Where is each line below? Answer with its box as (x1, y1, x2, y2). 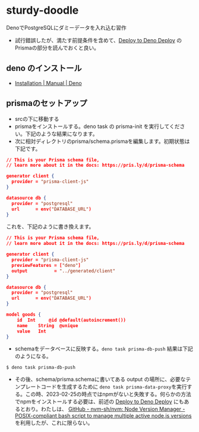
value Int (17, 328, 46, 334)
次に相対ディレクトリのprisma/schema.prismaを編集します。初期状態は (14, 138, 190, 145)
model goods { (6, 312, 42, 318)
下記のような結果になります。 (25, 130, 98, 137)
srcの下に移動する (14, 115, 59, 122)
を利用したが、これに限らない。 (14, 419, 93, 427)
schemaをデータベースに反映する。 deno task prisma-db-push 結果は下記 (14, 345, 193, 352)
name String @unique (17, 322, 78, 328)
